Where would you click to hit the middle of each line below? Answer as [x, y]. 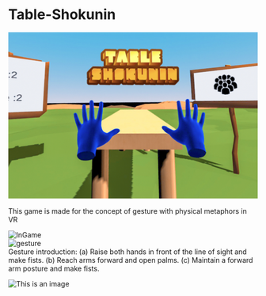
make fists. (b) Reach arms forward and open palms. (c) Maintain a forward [131, 260]
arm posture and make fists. [54, 268]
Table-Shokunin [62, 15]
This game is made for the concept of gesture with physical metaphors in [127, 211]
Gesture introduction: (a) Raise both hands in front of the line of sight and [127, 252]
